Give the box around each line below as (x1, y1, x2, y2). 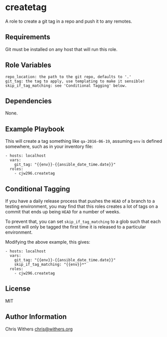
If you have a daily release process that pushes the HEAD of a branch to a (5, 198, 155, 204)
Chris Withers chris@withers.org (5, 326, 73, 332)
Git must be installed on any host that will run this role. (5, 46, 118, 52)
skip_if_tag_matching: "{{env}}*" (14, 262, 87, 267)
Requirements (5, 33, 50, 41)
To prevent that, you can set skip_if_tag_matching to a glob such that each (5, 218, 161, 224)
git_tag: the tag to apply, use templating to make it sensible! (5, 79, 145, 84)
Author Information (5, 312, 67, 321)
